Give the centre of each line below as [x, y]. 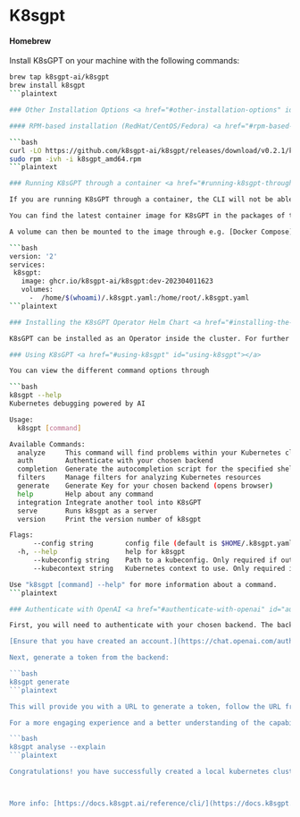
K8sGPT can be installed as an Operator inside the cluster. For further [150, 338]
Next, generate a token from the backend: [89, 658]
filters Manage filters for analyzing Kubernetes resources [139, 478]
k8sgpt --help [36, 396]
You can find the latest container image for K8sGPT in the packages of [147, 216]
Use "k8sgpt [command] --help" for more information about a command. [143, 584]
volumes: [37, 290]
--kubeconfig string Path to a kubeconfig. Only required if [155, 560]
